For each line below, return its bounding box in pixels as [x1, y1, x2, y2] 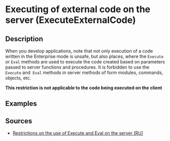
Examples [5, 99, 37, 108]
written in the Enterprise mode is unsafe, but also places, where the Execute [5, 53, 164, 59]
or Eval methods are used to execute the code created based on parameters [5, 59, 165, 64]
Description [5, 34, 43, 43]
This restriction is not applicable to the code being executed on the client [5, 85, 162, 91]
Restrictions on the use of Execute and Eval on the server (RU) [12, 130, 144, 136]
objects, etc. [5, 75, 31, 81]
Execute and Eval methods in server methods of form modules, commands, [5, 69, 163, 76]
